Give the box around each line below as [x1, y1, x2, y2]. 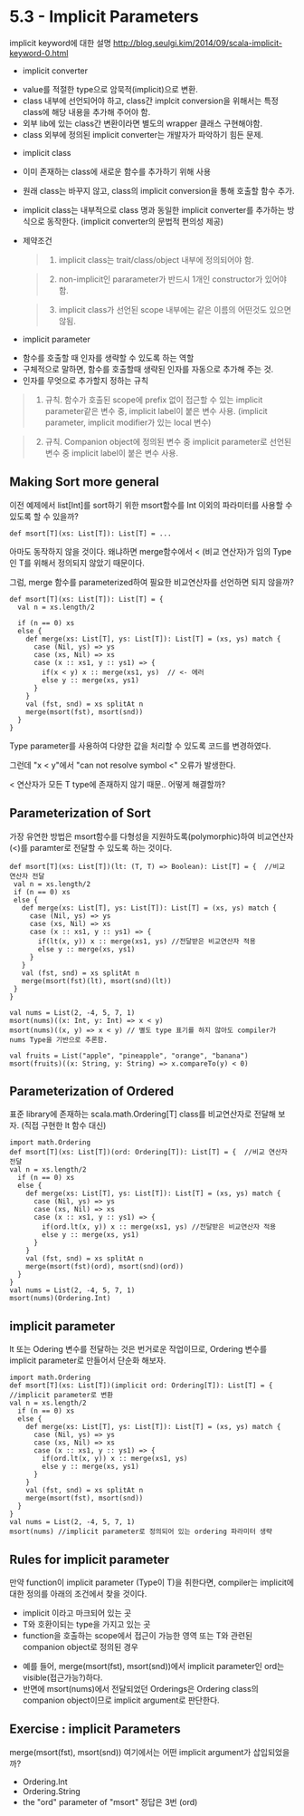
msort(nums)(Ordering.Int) [9, 1294, 111, 1303]
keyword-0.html [9, 47, 69, 58]
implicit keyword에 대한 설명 [9, 37, 111, 48]
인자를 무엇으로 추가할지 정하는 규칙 [22, 374, 149, 386]
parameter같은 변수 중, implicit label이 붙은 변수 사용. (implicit [44, 405, 269, 416]
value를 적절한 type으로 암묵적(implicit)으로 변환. [22, 83, 199, 94]
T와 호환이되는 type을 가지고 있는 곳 [22, 1619, 151, 1629]
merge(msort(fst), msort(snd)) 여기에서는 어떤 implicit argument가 [9, 1746, 252, 1757]
